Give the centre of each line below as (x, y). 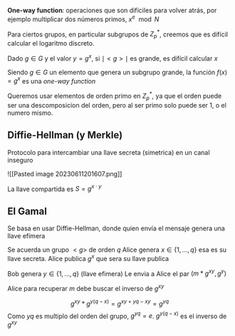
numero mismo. (30, 113)
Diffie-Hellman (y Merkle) (65, 135)
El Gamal (27, 211)
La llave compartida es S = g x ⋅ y (54, 188)
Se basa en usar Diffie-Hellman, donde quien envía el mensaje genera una (116, 228)
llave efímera (26, 236)
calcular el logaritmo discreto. (51, 44)
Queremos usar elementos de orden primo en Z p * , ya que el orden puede (115, 96)
